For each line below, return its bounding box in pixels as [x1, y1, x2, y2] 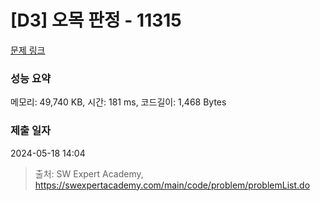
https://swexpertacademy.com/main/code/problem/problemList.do [34, 179, 311, 191]
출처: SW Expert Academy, [34, 167, 144, 180]
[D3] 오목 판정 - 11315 [10, 9, 182, 32]
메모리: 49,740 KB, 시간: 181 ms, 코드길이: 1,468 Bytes [10, 96, 227, 108]
